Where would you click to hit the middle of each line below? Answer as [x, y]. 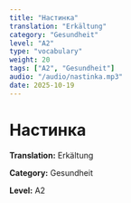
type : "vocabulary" [46, 52]
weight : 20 [30, 60]
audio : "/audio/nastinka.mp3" [66, 77]
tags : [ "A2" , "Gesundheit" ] [62, 69]
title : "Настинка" [44, 18]
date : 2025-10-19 [42, 85]
